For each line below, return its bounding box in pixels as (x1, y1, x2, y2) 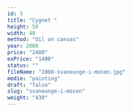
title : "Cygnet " (7, 17, 58, 24)
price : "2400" (7, 49, 49, 56)
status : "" (7, 62, 39, 69)
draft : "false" (7, 81, 51, 88)
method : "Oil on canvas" (7, 36, 79, 43)
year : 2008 (7, 42, 39, 49)
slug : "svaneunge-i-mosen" (7, 88, 85, 95)
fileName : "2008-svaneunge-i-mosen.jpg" (7, 68, 126, 75)
